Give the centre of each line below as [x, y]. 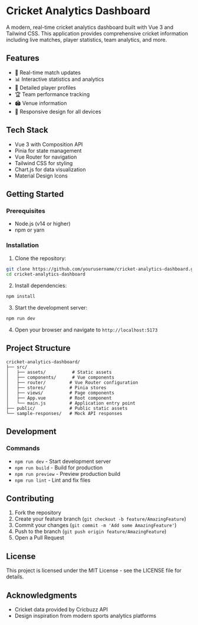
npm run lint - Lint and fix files [52, 480]
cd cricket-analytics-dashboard [46, 274]
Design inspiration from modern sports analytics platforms [85, 616]
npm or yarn [29, 230]
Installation [23, 245]
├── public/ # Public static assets [67, 408]
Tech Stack [27, 130]
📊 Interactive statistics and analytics [59, 79]
